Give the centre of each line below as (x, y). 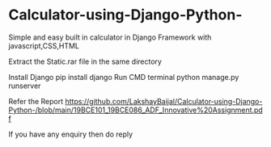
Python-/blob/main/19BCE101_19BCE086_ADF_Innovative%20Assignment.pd (135, 110)
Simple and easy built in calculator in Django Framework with (110, 37)
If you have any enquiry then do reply (71, 134)
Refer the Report (36, 101)
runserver (25, 86)
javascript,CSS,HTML (44, 45)
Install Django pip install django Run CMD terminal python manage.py (124, 77)
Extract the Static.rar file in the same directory (85, 61)
